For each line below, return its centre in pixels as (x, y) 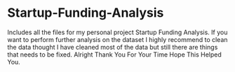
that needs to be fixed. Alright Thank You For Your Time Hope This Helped (115, 55)
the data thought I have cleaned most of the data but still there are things (113, 47)
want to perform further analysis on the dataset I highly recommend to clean (117, 39)
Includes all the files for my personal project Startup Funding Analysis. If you (117, 32)
